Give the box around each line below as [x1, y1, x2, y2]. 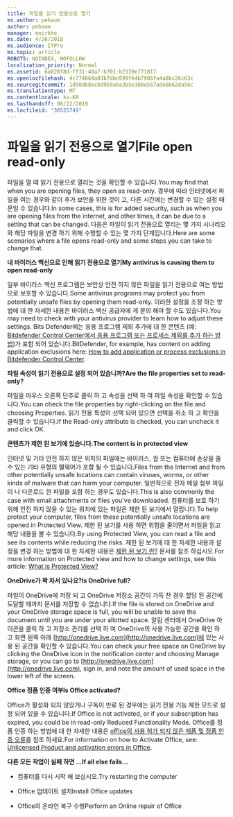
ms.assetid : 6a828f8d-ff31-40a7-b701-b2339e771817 [7, 68, 157, 75]
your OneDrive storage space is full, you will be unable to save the [7, 608, 196, 616]
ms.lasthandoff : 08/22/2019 [7, 101, 89, 108]
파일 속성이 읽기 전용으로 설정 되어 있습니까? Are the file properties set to [7, 369, 208, 377]
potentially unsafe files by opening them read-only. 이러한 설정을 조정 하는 [7, 298, 216, 306]
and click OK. [7, 424, 46, 433]
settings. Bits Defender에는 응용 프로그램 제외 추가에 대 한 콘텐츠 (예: [7, 322, 196, 330]
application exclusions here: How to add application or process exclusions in [7, 347, 226, 356]
